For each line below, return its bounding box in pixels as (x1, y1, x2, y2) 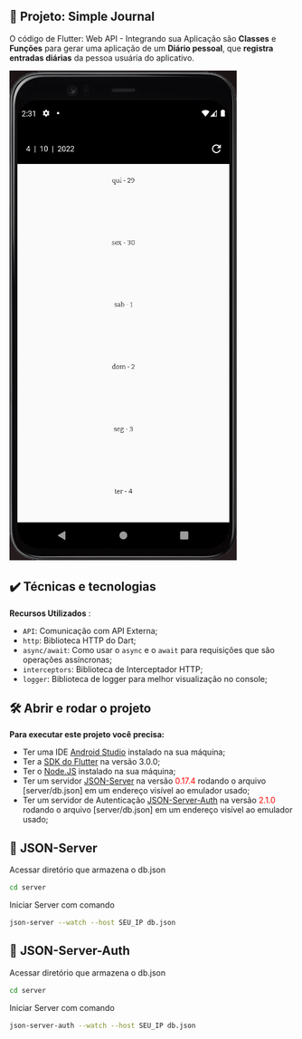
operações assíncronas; (22, 654, 113, 665)
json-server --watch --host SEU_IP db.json (9, 919, 176, 928)
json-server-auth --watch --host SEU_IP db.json (9, 1021, 196, 1030)
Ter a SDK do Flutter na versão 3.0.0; (22, 756, 161, 767)
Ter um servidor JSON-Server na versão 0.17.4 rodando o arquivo (22, 775, 267, 786)
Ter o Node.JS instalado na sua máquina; (22, 766, 176, 777)
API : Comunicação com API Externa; (22, 625, 158, 636)
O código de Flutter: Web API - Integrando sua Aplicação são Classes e (9, 33, 277, 43)
